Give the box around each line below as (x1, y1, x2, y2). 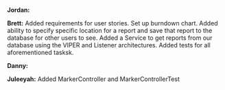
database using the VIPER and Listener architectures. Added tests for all (7, 41, 211, 49)
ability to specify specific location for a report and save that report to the (7, 27, 213, 34)
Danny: (7, 62, 29, 69)
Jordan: (7, 6, 30, 14)
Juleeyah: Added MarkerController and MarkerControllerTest (7, 75, 180, 83)
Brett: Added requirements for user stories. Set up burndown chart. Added (7, 19, 218, 27)
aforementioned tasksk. (7, 48, 74, 56)
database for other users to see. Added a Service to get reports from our (7, 34, 213, 42)
